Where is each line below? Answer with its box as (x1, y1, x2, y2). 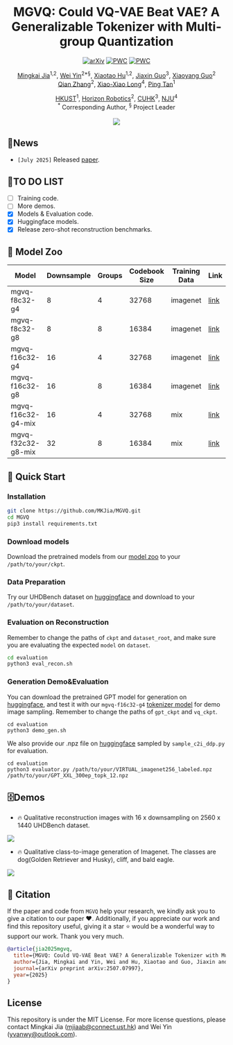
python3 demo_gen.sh (7, 727, 67, 734)
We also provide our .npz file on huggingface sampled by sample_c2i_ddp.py (7, 739, 225, 748)
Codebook (129, 266, 164, 276)
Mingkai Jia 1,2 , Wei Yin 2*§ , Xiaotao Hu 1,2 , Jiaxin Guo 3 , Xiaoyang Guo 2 (17, 70, 216, 80)
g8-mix (10, 447, 36, 457)
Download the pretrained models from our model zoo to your (7, 552, 181, 560)
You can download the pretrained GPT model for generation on (7, 693, 187, 701)
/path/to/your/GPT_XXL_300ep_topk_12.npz (7, 772, 129, 779)
